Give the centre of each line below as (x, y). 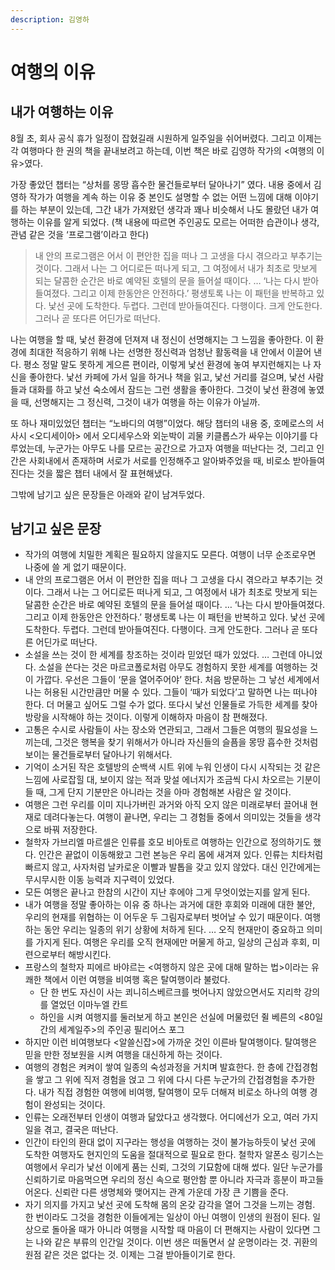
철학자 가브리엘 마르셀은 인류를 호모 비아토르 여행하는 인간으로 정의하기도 (168, 842)
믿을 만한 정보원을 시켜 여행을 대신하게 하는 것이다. (123, 1055)
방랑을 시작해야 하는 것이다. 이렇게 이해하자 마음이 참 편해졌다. (146, 717)
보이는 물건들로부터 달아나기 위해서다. (98, 755)
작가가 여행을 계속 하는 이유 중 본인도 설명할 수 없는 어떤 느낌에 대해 (160, 197)
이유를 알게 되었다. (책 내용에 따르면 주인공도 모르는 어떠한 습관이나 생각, (178, 222)
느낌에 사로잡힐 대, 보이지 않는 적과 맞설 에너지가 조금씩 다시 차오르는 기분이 (173, 780)
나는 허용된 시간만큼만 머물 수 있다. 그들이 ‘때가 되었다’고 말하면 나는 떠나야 (171, 692)
